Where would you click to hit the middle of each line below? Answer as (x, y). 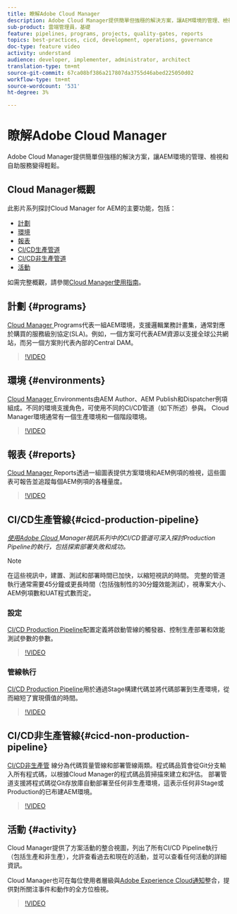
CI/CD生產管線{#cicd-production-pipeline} (103, 519)
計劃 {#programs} (47, 306)
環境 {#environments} (56, 380)
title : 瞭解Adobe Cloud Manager (54, 14)
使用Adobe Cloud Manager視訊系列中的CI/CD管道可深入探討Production (111, 538)
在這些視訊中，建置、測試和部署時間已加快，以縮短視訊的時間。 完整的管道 (116, 575)
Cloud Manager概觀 (51, 190)
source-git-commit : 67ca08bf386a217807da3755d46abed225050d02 (101, 73)
